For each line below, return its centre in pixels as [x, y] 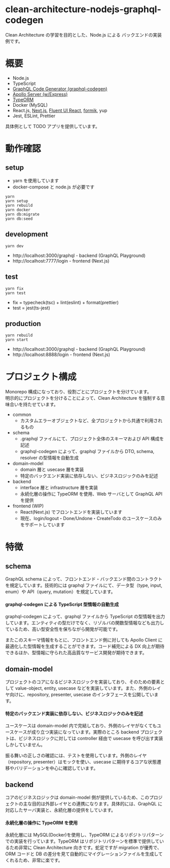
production [23, 324]
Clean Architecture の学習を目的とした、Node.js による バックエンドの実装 [83, 35]
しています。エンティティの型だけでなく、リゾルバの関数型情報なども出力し [85, 623]
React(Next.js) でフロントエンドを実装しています [71, 512]
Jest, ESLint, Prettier [34, 116]
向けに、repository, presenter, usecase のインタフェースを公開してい [82, 695]
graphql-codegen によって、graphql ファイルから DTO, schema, [87, 452]
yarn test [16, 293]
